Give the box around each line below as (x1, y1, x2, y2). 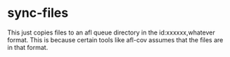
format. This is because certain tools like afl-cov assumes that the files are (7, 35, 224, 44)
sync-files (7, 5, 69, 21)
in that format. (7, 43, 49, 51)
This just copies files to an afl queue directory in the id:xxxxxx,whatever (7, 28, 216, 37)
